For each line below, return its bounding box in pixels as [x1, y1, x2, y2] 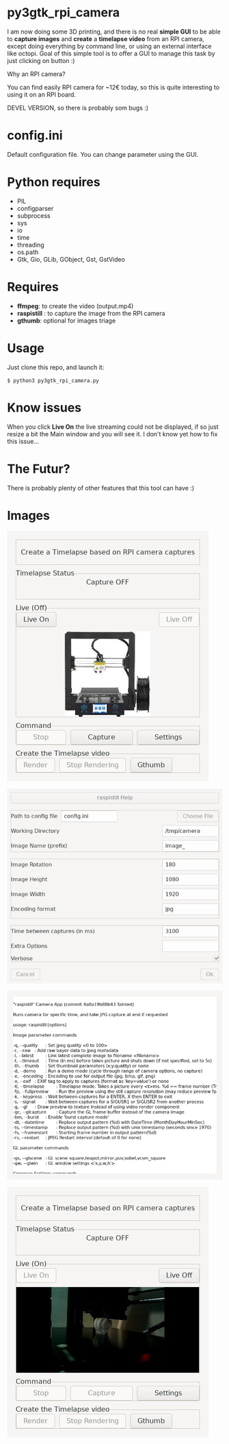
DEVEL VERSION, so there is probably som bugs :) [7, 103, 149, 112]
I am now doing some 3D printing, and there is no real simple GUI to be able [7, 27, 221, 36]
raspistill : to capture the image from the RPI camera [16, 309, 165, 317]
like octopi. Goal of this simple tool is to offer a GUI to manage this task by [7, 49, 215, 58]
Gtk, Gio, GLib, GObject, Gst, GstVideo [16, 255, 125, 263]
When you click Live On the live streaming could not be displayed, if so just [7, 423, 219, 431]
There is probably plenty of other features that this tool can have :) [7, 484, 195, 492]
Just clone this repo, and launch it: [7, 363, 105, 371]
